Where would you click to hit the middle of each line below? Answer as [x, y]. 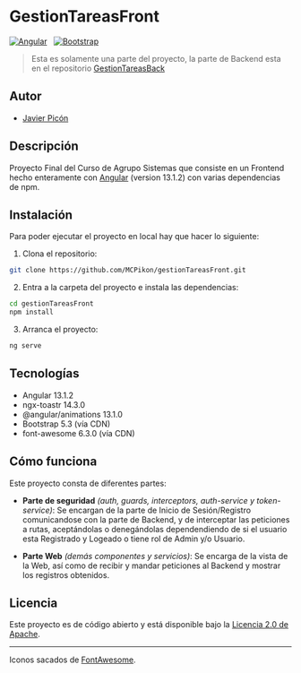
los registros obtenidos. [66, 574]
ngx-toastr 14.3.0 [54, 404]
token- [269, 500]
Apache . [25, 634]
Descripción [44, 147]
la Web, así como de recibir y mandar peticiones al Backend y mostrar [151, 565]
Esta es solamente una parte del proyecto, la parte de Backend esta [156, 58]
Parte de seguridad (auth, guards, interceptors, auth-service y [138, 500]
